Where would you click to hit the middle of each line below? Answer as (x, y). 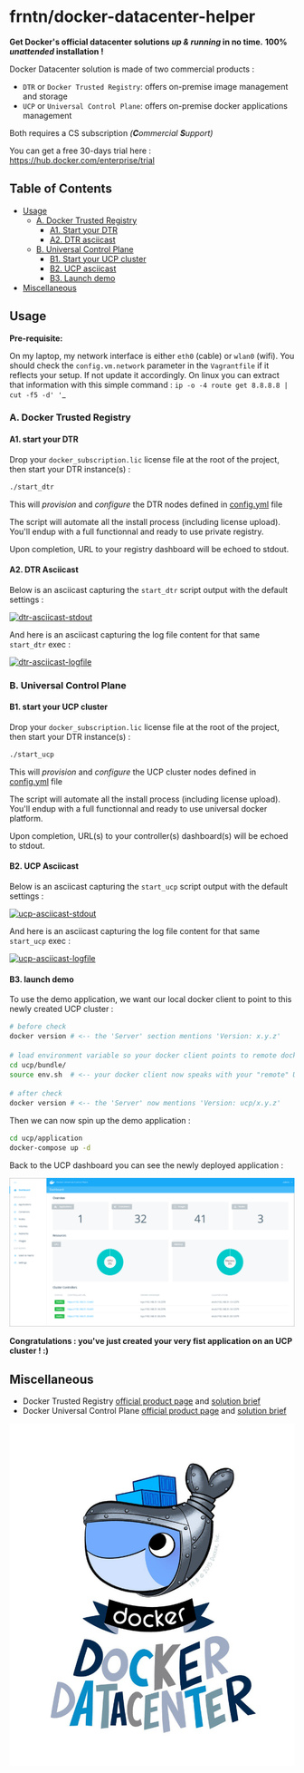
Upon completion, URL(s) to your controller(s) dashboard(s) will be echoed (149, 835)
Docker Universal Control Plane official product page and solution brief (154, 1410)
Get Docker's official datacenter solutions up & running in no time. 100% (148, 42)
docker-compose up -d (50, 1148)
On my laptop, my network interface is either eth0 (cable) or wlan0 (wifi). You (152, 356)
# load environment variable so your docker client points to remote (143, 1055)
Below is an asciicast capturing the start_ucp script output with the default (148, 886)
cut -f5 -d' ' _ (38, 394)
